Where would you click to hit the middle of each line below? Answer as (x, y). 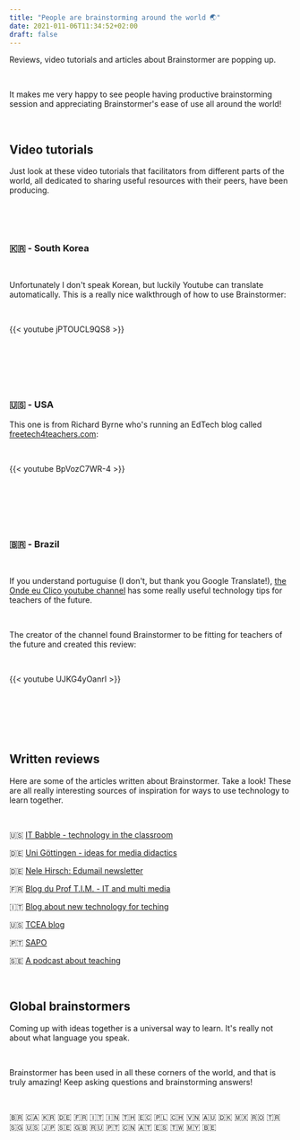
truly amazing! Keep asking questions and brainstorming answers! (131, 1082)
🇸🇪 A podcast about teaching (65, 960)
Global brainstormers (70, 1007)
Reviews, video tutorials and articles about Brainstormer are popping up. (143, 60)
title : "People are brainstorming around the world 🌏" (115, 17)
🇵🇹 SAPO (28, 942)
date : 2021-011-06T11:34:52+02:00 (74, 26)
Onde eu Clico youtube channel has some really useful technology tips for (146, 591)
